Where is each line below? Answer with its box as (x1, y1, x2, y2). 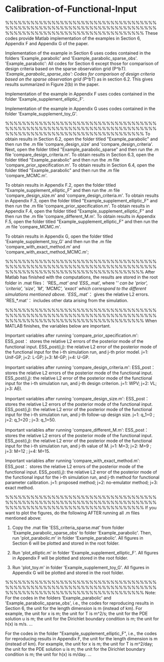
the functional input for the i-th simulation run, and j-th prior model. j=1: (5, 349, 148, 355)
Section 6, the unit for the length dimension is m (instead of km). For (5, 605, 142, 611)
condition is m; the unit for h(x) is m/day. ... (5, 651, 92, 657)
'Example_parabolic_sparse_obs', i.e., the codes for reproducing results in (5, 600, 154, 606)
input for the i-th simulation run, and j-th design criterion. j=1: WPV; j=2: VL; (5, 380, 157, 386)
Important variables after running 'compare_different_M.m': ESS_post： (5, 427, 149, 433)
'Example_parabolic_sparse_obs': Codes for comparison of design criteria (5, 71, 155, 77)
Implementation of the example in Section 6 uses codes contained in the (5, 50, 151, 56)
